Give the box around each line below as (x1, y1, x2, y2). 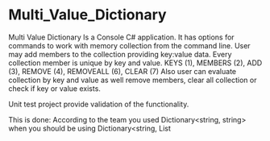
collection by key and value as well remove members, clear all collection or (8, 75, 257, 85)
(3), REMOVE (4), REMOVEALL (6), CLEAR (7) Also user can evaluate (8, 66, 236, 76)
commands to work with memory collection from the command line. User (8, 40, 251, 50)
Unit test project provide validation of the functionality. (8, 99, 189, 109)
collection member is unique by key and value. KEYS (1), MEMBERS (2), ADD (8, 58, 263, 68)
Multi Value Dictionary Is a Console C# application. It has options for (8, 32, 235, 42)
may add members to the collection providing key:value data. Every (8, 49, 232, 59)
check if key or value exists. (8, 83, 101, 93)
